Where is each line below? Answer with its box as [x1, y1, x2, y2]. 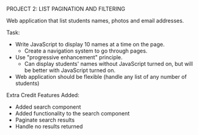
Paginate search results [15, 116, 75, 123]
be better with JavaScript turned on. [24, 67, 116, 74]
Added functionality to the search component [15, 110, 130, 117]
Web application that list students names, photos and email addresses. [6, 17, 185, 24]
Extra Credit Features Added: [6, 92, 79, 98]
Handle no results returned [15, 123, 83, 130]
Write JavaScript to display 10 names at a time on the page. [15, 41, 165, 48]
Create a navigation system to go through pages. [24, 47, 148, 54]
